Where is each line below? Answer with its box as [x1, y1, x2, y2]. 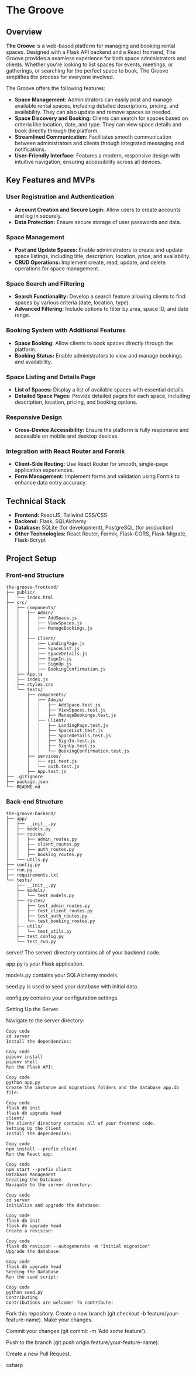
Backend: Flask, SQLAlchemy [14, 518, 87, 525]
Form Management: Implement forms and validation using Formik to [14, 473, 180, 480]
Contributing [6, 1294, 38, 1301]
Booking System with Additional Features [6, 326, 126, 334]
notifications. [14, 146, 47, 153]
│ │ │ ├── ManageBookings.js [6, 625, 93, 631]
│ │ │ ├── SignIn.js [6, 656, 72, 662]
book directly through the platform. [14, 127, 99, 134]
